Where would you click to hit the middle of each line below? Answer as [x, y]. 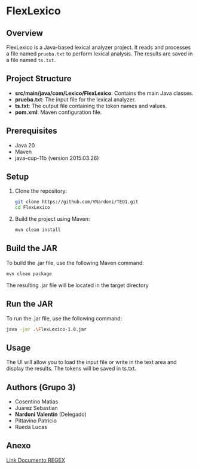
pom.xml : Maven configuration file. [58, 112]
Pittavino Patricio [36, 421]
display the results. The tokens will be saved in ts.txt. [71, 369]
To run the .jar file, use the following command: [64, 318]
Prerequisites [32, 131]
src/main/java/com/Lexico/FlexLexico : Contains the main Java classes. [104, 93]
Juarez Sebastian [36, 408]
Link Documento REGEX [36, 460]
